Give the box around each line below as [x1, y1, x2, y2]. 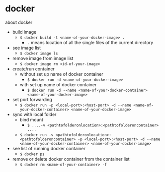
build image [12, 29, 37, 35]
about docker [5, 19, 33, 25]
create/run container [12, 65, 55, 72]
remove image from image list [12, 55, 74, 61]
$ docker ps [19, 152, 45, 157]
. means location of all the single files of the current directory [27, 39, 154, 45]
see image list [12, 45, 41, 51]
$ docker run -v [19, 132, 54, 137]
